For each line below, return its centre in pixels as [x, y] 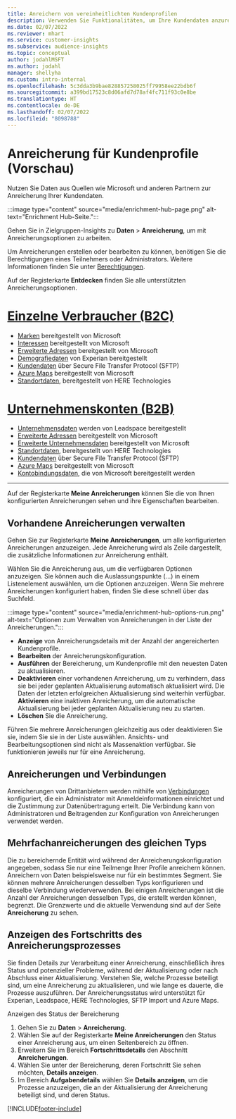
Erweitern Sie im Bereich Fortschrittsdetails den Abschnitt [102, 1050]
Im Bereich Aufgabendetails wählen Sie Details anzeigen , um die [113, 1080]
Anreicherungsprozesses [64, 946]
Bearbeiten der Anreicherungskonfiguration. [82, 656]
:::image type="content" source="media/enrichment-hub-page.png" [106, 209]
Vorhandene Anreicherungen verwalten [96, 523]
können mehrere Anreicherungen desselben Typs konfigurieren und [105, 882]
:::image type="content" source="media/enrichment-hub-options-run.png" [116, 612]
